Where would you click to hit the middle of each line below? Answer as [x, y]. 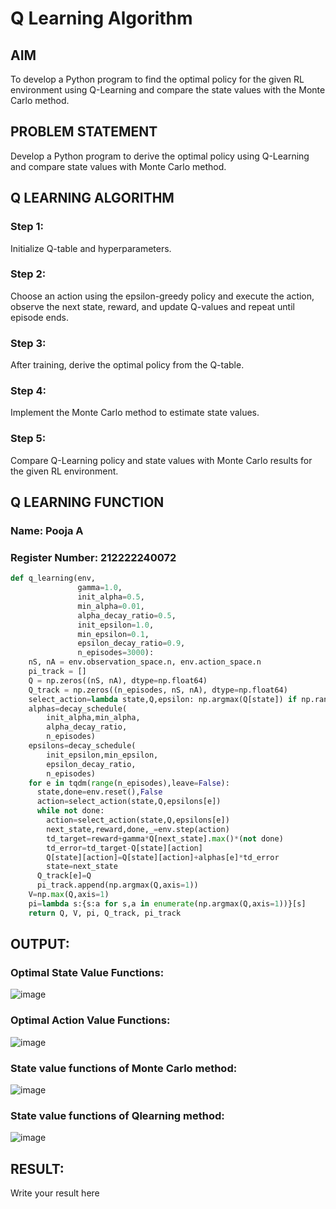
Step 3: [28, 343]
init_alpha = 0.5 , [111, 597]
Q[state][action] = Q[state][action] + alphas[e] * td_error [163, 857]
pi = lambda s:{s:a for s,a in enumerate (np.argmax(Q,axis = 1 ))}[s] [167, 903]
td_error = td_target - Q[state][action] [124, 848]
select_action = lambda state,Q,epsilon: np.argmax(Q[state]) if [163, 699]
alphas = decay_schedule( [78, 708]
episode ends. [40, 317]
